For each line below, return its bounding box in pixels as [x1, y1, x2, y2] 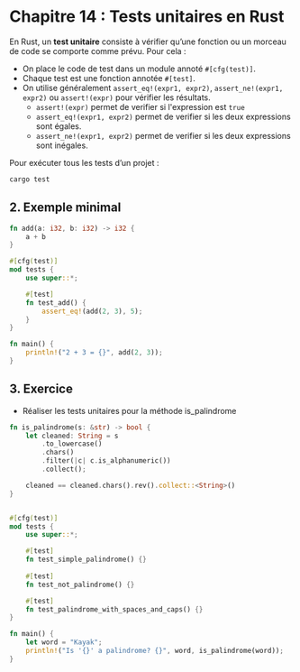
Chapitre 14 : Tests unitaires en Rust [9, 6, 285, 27]
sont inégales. [35, 140, 88, 151]
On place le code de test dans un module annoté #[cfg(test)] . [22, 63, 257, 74]
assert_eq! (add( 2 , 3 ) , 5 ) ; [41, 307, 143, 316]
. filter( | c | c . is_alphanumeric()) [41, 456, 171, 465]
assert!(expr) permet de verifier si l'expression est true [35, 101, 245, 112]
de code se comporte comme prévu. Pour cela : [9, 45, 186, 56]
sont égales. [35, 120, 82, 132]
